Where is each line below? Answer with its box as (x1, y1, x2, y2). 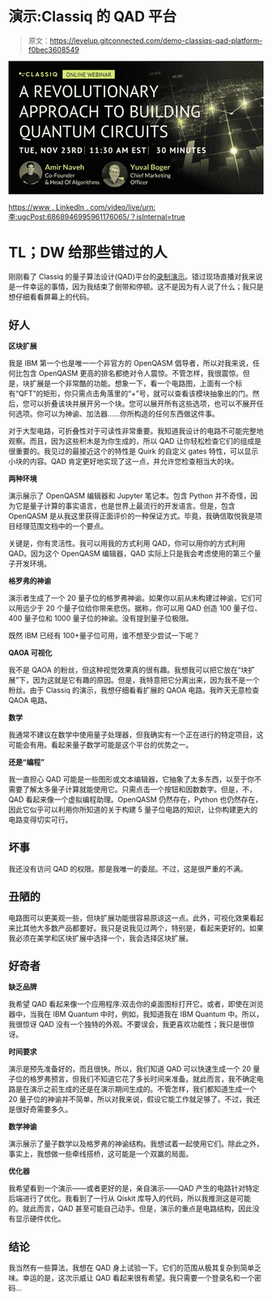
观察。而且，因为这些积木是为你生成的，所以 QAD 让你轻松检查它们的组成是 (8, 437, 261, 446)
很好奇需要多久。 (15, 1105, 73, 1115)
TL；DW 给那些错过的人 (8, 244, 168, 262)
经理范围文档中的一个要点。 (15, 522, 108, 531)
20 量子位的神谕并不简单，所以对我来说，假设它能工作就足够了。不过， (8, 1094, 247, 1104)
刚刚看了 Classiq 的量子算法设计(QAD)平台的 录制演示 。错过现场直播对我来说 (8, 272, 263, 282)
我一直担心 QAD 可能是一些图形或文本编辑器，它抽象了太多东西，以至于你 (8, 774, 255, 784)
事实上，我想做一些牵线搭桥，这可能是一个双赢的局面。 (8, 1149, 193, 1159)
